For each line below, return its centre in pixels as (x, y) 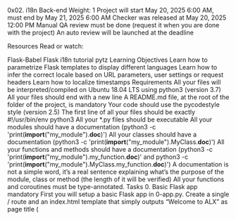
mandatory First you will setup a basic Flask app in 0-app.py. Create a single (118, 194)
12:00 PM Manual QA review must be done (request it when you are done (113, 25)
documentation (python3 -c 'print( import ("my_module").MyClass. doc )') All (116, 142)
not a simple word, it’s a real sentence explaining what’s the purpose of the (116, 172)
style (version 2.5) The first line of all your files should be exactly (101, 112)
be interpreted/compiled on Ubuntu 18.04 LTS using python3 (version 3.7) (114, 90)
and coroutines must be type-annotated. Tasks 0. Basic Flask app (103, 187)
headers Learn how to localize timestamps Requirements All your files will (114, 82)
